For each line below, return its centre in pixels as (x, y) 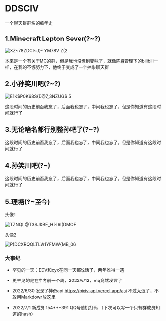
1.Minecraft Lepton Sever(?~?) (53, 39)
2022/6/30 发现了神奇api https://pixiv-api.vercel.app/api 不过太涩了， (83, 291)
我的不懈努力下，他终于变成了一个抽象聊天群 (63, 67)
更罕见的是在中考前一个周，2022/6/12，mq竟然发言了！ (69, 281)
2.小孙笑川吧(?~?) (33, 84)
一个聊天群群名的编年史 (29, 23)
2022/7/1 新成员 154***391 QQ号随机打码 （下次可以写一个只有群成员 (84, 308)
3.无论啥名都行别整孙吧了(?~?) (52, 130)
